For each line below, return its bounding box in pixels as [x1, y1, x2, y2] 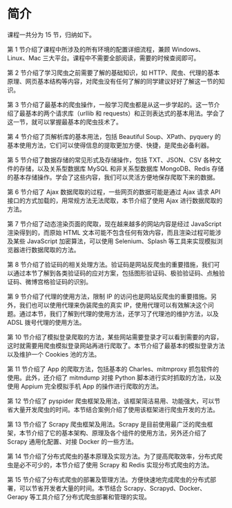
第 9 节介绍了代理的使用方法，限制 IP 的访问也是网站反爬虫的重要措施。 [7, 292, 211, 301]
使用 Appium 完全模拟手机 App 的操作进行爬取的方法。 [7, 382, 163, 391]
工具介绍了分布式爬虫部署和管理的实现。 [35, 492, 151, 501]
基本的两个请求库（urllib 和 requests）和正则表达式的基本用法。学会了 [25, 109, 225, 117]
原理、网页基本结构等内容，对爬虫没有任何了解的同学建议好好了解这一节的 [7, 77, 219, 85]
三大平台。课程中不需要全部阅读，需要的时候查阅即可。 [42, 53, 200, 62]
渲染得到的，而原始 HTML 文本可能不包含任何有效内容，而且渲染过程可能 [7, 228, 215, 236]
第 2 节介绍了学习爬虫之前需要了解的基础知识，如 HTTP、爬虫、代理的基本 [7, 68, 220, 77]
